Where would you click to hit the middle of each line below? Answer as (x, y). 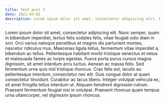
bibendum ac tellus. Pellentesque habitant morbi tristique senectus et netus (82, 53)
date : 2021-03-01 (23, 14)
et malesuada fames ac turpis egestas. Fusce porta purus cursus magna (78, 59)
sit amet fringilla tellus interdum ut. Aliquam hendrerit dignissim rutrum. (77, 85)
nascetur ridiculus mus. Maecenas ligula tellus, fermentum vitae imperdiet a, (82, 48)
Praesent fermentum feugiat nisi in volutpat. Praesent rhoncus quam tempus (82, 90)
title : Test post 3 (25, 10)
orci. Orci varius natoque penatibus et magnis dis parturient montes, (74, 43)
